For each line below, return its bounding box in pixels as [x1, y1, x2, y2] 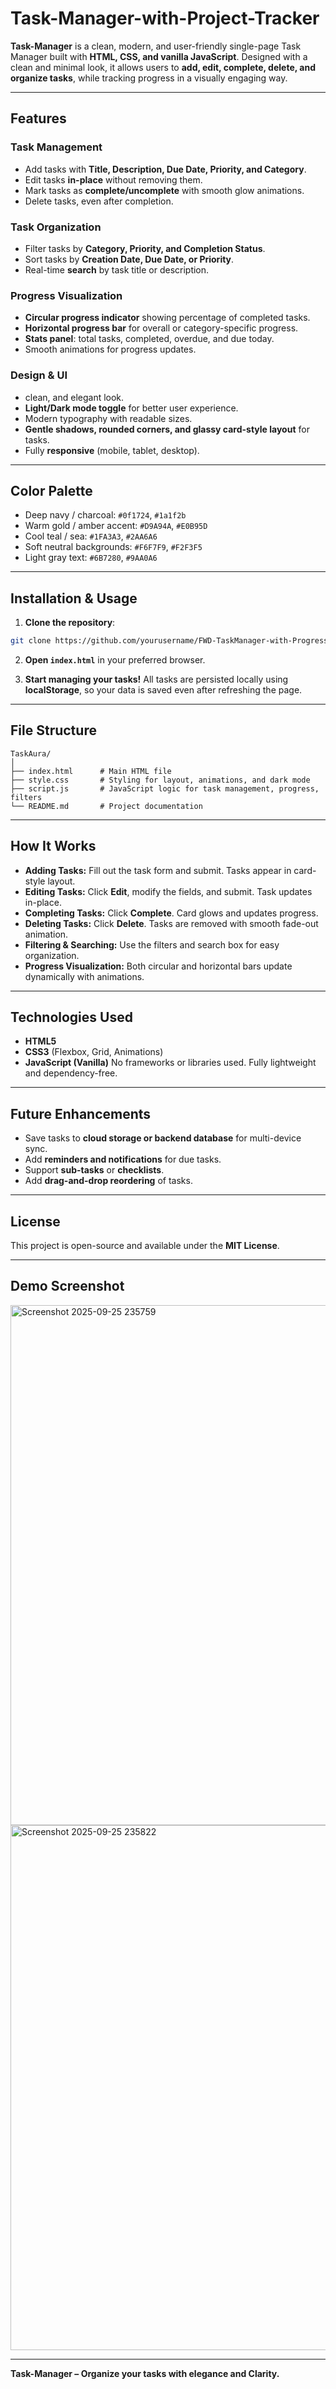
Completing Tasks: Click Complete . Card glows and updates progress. [24, 907, 319, 919]
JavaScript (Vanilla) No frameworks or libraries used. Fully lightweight [24, 1057, 317, 1069]
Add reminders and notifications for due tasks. [24, 1153, 222, 1166]
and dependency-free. [24, 1067, 118, 1079]
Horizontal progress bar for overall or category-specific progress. [24, 322, 299, 334]
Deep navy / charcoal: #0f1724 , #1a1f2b [24, 509, 187, 521]
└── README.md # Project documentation [10, 801, 203, 811]
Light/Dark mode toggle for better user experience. [24, 402, 239, 414]
